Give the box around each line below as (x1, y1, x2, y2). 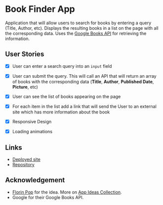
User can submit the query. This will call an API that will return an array (12, 73, 157, 79)
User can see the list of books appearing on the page (12, 93, 121, 100)
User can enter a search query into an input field (12, 63, 112, 69)
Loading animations (12, 129, 53, 135)
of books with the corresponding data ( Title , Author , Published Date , (12, 78, 154, 85)
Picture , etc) (12, 84, 38, 90)
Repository (12, 161, 35, 167)
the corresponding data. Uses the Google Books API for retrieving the (5, 30, 147, 36)
